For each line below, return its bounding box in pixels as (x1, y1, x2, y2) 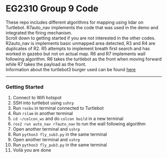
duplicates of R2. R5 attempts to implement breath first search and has (5, 45, 150, 51)
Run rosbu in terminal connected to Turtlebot (12, 105, 104, 111)
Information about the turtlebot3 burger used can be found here (5, 66, 136, 72)
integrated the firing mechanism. (5, 30, 72, 36)
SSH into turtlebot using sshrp (12, 100, 74, 106)
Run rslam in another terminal (12, 111, 73, 117)
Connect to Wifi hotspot (12, 95, 62, 101)
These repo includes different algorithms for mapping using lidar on (5, 19, 144, 25)
